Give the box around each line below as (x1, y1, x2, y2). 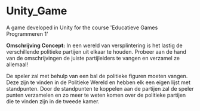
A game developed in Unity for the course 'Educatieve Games (6, 24, 158, 31)
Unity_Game (6, 4, 67, 18)
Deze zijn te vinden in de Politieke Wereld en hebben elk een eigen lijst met (6, 79, 191, 86)
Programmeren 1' (6, 30, 49, 37)
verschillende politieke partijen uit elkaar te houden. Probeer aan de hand (6, 48, 187, 55)
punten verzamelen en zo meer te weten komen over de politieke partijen (6, 91, 186, 98)
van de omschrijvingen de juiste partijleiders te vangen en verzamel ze (6, 54, 180, 61)
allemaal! (6, 61, 29, 68)
